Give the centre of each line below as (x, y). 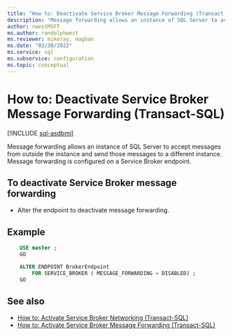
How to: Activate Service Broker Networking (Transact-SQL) (103, 318)
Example (26, 232)
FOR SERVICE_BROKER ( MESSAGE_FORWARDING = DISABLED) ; (114, 273)
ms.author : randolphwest (43, 33)
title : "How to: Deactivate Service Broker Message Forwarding (100, 13)
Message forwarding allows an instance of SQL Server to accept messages (114, 147)
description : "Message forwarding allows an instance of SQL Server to (112, 20)
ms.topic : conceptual (38, 65)
